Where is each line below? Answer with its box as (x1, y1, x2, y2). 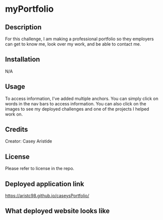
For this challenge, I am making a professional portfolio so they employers (5, 36, 154, 42)
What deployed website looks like (5, 207, 110, 215)
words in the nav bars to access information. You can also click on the (5, 100, 146, 106)
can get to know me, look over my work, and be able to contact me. (5, 41, 141, 47)
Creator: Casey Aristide (5, 138, 52, 144)
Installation (5, 55, 40, 64)
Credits (5, 125, 28, 134)
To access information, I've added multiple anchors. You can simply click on (5, 96, 159, 101)
